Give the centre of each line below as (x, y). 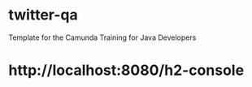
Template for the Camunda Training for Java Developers (102, 37)
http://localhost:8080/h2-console (126, 70)
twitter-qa (43, 15)
